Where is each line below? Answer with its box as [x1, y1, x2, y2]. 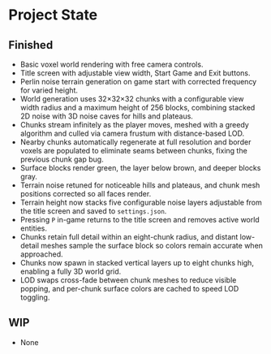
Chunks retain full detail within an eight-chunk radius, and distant [19, 232, 239, 241]
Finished [8, 38, 54, 52]
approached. [19, 249, 63, 259]
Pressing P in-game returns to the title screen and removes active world [19, 215, 260, 224]
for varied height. [19, 85, 79, 95]
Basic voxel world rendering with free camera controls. [19, 59, 204, 69]
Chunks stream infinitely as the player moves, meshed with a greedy [19, 120, 249, 129]
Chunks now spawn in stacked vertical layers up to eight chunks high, [19, 258, 254, 267]
